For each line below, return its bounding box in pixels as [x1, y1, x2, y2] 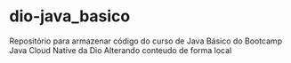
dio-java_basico [9, 6, 131, 27]
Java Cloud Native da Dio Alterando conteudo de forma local [9, 44, 232, 55]
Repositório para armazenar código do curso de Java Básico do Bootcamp [9, 35, 283, 46]
